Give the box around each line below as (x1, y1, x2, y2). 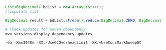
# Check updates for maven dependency (5, 27, 86, 32)
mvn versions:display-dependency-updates (5, 31, 93, 36)
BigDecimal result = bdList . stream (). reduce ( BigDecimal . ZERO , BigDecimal (5, 18, 162, 23)
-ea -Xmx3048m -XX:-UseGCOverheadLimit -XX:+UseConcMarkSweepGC (5, 40, 142, 45)
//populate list (5, 9, 39, 14)
